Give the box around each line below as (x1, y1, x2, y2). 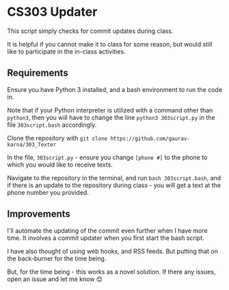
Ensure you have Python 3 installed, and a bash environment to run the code (7, 85, 223, 93)
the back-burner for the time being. (7, 254, 107, 263)
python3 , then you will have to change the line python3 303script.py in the (7, 113, 215, 121)
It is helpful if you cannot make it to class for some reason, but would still (7, 40, 213, 48)
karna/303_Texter (7, 141, 57, 148)
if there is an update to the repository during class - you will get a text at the (7, 181, 221, 189)
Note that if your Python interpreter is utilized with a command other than (7, 106, 213, 114)
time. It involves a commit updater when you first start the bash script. (7, 234, 205, 242)
